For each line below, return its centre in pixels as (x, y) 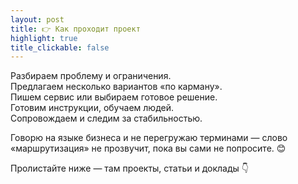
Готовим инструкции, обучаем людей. (92, 108)
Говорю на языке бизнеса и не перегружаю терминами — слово (149, 138)
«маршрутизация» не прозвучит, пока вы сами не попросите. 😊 (148, 148)
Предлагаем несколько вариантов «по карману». (116, 87)
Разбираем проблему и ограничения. (91, 76)
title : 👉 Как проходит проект (75, 29)
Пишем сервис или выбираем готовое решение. (114, 97)
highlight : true (44, 38)
